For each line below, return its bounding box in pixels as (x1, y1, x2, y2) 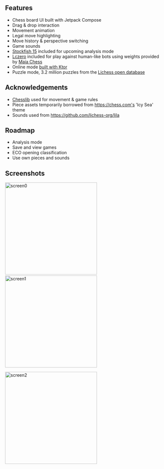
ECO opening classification (12, 150, 67, 156)
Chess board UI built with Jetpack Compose (12, 17, 102, 23)
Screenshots (5, 169, 45, 177)
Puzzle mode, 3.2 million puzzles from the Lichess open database (12, 69, 145, 75)
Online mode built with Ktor (12, 64, 68, 70)
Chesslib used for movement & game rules (12, 96, 98, 102)
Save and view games (12, 144, 57, 150)
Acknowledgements (5, 83, 68, 92)
